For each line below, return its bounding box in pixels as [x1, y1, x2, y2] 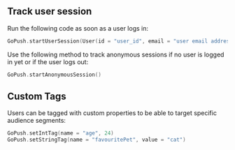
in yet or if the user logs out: [7, 57, 89, 66]
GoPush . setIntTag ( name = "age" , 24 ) [7, 130, 114, 137]
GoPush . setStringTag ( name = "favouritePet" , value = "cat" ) [7, 136, 187, 144]
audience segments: [7, 117, 66, 125]
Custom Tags [7, 90, 66, 102]
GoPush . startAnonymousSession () [7, 71, 101, 78]
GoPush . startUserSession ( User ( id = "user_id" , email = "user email [7, 38, 208, 45]
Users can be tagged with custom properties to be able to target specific [7, 109, 217, 117]
